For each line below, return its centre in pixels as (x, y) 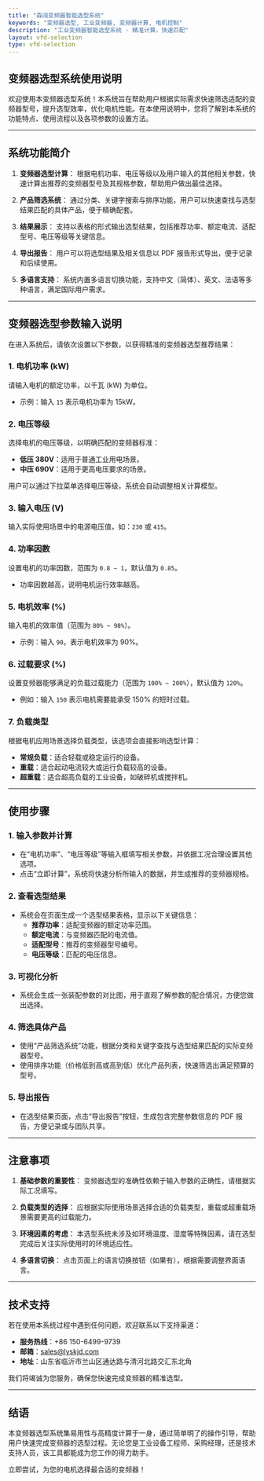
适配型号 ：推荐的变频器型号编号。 (86, 944)
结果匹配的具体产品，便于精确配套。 (78, 210)
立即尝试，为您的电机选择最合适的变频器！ (77, 1469)
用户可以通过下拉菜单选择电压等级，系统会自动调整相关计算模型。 (115, 486)
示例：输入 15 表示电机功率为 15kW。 (79, 401)
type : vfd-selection (42, 45)
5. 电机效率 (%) (37, 607)
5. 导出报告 (29, 1098)
